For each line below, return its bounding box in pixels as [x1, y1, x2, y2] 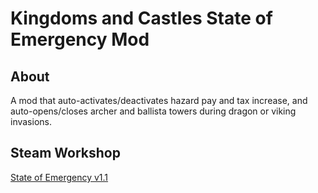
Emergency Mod [10, 28, 150, 51]
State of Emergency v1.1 [10, 171, 109, 183]
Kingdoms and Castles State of [10, 7, 273, 30]
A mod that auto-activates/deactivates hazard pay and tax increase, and [10, 95, 308, 106]
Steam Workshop [10, 145, 121, 162]
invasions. [10, 116, 52, 127]
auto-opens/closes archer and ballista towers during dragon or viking [10, 105, 297, 117]
